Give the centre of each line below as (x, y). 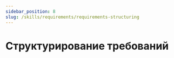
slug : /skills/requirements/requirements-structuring (73, 17)
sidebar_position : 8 (31, 11)
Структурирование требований (87, 46)
